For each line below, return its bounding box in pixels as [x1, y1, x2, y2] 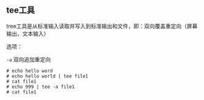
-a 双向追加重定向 [6, 56, 51, 63]
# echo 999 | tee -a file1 [6, 84, 75, 90]
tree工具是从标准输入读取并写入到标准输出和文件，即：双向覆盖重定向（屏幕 [6, 22, 198, 30]
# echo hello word [6, 68, 53, 74]
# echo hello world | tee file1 [6, 73, 88, 79]
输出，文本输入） [6, 30, 49, 37]
